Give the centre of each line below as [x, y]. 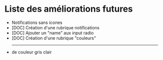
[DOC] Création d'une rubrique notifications [55, 27]
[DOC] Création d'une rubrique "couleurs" [54, 38]
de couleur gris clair [32, 52]
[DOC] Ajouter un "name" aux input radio [53, 33]
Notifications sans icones [37, 22]
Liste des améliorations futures [69, 9]
